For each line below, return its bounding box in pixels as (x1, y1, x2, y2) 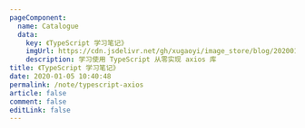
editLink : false (9, 105, 71, 114)
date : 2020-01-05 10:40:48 (9, 72, 112, 81)
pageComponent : (9, 13, 67, 23)
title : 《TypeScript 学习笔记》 (9, 64, 120, 73)
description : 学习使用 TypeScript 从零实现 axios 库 (25, 55, 217, 64)
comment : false (9, 96, 67, 106)
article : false (9, 88, 67, 97)
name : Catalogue (17, 22, 79, 31)
